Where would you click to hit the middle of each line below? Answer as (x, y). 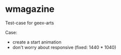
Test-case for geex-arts (29, 23)
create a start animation (37, 42)
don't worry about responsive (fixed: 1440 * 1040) (64, 47)
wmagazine (30, 9)
